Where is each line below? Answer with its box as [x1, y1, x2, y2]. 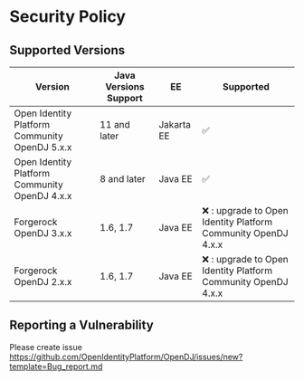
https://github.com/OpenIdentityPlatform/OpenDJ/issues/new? [9, 351, 243, 362]
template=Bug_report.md [9, 360, 103, 372]
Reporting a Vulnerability [9, 318, 154, 333]
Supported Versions [9, 43, 125, 58]
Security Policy [9, 6, 127, 27]
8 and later [99, 173, 147, 185]
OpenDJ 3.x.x [14, 227, 72, 239]
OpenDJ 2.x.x [14, 276, 72, 288]
